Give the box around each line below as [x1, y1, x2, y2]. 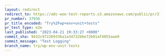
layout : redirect [4, 7, 40, 12]
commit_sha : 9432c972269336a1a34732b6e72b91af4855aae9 [4, 35, 120, 39]
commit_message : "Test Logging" [4, 39, 71, 44]
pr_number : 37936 [4, 16, 40, 21]
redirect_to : [4, 12, 32, 17]
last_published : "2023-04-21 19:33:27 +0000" [4, 30, 99, 35]
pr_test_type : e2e [4, 25, 42, 30]
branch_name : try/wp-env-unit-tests [4, 43, 80, 48]
